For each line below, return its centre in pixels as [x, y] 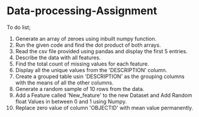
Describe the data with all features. [58, 57]
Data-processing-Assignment [82, 11]
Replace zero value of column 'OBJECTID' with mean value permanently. [104, 108]
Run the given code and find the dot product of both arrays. [88, 45]
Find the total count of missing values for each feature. [82, 64]
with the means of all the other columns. [65, 82]
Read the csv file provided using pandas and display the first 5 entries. [101, 51]
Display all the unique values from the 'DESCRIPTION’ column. [91, 70]
